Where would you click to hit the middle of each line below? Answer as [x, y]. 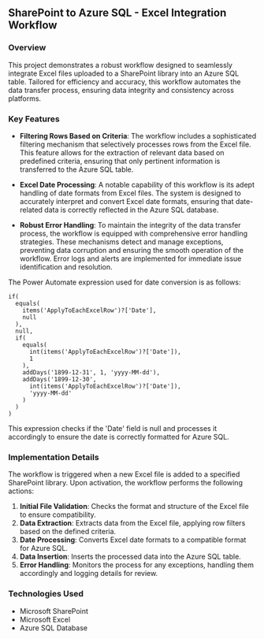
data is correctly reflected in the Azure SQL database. [132, 210]
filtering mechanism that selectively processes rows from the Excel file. [135, 144]
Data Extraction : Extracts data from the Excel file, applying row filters [132, 523]
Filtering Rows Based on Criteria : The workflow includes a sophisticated [138, 136]
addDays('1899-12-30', [59, 379]
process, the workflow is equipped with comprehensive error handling [134, 233]
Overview [27, 48]
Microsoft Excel [45, 619]
